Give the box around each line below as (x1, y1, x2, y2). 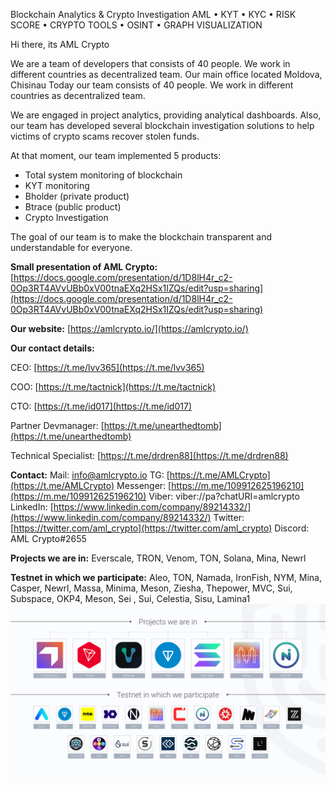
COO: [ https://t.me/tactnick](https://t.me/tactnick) (10, 381, 217, 393)
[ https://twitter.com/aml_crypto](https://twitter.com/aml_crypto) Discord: (10, 522, 310, 534)
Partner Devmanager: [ (10, 420, 105, 431)
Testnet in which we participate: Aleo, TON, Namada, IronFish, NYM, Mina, (10, 572, 322, 583)
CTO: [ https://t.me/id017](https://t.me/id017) (10, 400, 192, 412)
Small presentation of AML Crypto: (10, 261, 158, 273)
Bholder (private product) (24, 190, 130, 202)
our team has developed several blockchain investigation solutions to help (10, 120, 315, 131)
